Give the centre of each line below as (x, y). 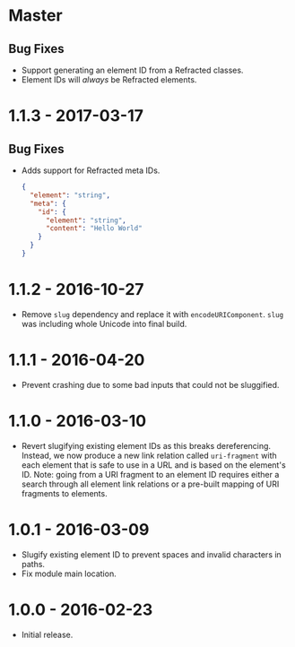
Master (36, 16)
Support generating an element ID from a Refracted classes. (132, 70)
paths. (33, 564)
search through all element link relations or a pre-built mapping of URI (150, 484)
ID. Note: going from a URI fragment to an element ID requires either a (150, 474)
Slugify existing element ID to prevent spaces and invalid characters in (151, 554)
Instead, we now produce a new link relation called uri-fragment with (149, 455)
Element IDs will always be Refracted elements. (109, 80)
